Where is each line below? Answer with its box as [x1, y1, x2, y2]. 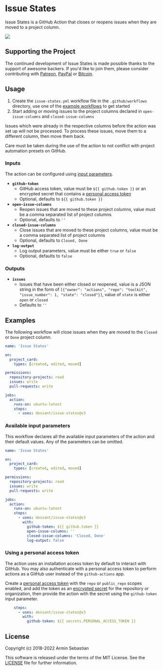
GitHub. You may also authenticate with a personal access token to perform [5, 566, 157, 572]
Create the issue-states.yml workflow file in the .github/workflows [12, 98, 147, 104]
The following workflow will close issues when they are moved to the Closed [5, 329, 157, 335]
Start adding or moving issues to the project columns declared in [12, 108, 142, 114]
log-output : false [26, 538, 64, 543]
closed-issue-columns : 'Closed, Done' [26, 533, 106, 538]
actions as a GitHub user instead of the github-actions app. [5, 571, 125, 576]
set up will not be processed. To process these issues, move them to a [5, 128, 146, 134]
